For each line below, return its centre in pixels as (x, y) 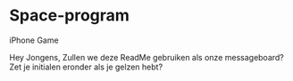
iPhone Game (34, 40)
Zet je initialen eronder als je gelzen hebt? (86, 67)
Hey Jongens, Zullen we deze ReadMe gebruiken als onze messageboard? (146, 57)
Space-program (69, 16)
